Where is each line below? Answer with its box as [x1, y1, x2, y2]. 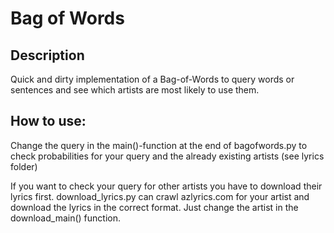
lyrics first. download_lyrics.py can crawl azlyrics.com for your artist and [10, 190, 310, 202]
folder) [10, 160, 38, 172]
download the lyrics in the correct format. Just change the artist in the [10, 201, 299, 213]
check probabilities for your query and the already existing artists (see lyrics [10, 150, 325, 162]
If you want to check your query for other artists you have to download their [10, 180, 323, 192]
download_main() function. [10, 212, 121, 224]
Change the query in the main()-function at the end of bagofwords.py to [10, 139, 308, 151]
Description [10, 47, 85, 64]
